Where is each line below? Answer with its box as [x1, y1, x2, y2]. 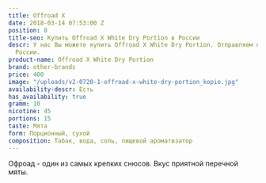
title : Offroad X [8, 11, 66, 20]
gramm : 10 [8, 100, 41, 108]
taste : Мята [8, 122, 47, 130]
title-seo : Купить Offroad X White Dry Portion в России [8, 33, 200, 42]
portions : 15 [8, 115, 51, 123]
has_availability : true [8, 93, 87, 101]
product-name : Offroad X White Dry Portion [8, 56, 154, 64]
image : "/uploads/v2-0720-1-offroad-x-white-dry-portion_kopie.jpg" [8, 78, 239, 86]
